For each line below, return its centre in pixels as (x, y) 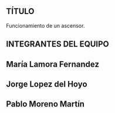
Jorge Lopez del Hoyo (47, 84)
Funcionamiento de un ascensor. (45, 25)
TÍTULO (20, 11)
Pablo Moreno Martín (45, 104)
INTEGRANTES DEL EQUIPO (58, 44)
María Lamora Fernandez (53, 64)
